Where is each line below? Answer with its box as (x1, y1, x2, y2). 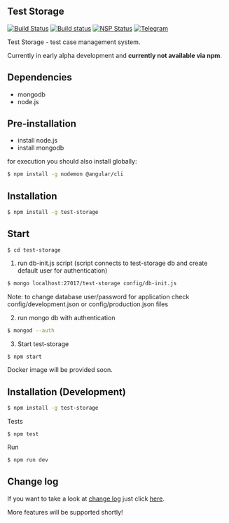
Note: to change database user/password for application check (7, 292, 190, 301)
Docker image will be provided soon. (7, 366, 113, 374)
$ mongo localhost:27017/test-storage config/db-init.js (7, 280, 177, 287)
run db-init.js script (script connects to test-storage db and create (17, 259, 208, 267)
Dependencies (7, 71, 72, 83)
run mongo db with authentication (17, 313, 116, 322)
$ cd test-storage (7, 246, 61, 254)
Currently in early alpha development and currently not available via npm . (7, 51, 223, 59)
